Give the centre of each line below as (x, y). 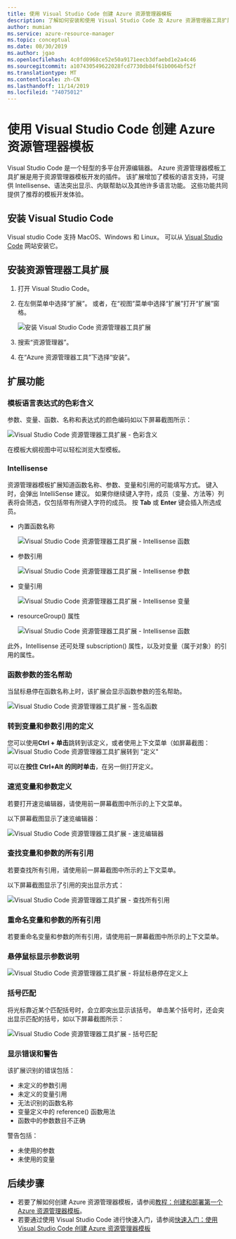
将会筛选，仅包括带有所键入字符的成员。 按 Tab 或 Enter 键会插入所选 (114, 502)
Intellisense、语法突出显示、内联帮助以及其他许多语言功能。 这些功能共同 (122, 186)
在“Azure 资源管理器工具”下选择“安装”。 (76, 357)
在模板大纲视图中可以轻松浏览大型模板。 (66, 450)
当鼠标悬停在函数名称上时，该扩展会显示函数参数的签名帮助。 (97, 691)
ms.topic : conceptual (39, 40)
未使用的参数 (36, 1151)
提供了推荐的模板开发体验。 (47, 194)
